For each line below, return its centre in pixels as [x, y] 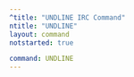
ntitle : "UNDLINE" [43, 26]
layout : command [39, 34]
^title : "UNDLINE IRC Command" [67, 17]
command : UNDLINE [42, 59]
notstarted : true [42, 43]
